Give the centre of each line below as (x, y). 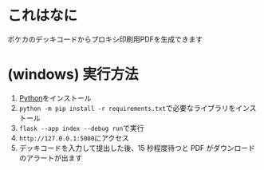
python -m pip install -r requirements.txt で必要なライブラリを (127, 108)
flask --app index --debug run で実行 (81, 128)
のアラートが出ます (51, 158)
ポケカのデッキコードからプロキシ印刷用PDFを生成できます (105, 39)
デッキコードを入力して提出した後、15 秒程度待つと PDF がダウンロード (137, 148)
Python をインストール (55, 98)
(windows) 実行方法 (73, 75)
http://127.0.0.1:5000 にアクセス (74, 138)
